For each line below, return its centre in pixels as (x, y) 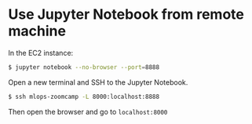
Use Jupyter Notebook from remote (126, 15)
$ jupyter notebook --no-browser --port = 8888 (84, 67)
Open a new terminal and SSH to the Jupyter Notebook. (98, 82)
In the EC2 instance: (41, 53)
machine (37, 31)
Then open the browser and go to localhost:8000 (88, 111)
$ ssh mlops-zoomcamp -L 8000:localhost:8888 (84, 97)
